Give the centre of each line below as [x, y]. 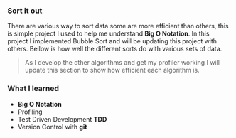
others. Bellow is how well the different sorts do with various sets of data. [115, 49]
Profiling [30, 112]
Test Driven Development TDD [62, 119]
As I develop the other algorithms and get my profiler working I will [122, 63]
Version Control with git [52, 127]
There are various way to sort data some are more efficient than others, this [118, 26]
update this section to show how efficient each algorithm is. [112, 70]
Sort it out [25, 11]
